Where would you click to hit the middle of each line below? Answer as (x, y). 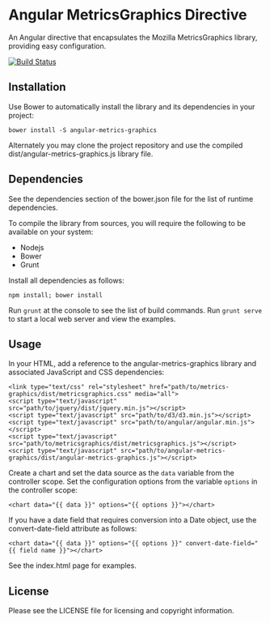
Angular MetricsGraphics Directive (128, 15)
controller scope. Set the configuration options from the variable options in (133, 482)
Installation (37, 87)
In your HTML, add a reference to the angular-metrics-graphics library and (133, 364)
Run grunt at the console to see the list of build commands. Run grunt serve (135, 310)
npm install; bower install (56, 295)
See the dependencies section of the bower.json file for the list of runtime (131, 198)
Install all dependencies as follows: (67, 280)
